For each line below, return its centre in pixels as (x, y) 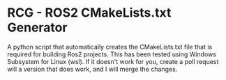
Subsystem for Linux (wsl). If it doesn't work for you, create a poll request (113, 61)
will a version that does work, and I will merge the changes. (92, 69)
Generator (37, 27)
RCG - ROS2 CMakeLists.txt (89, 13)
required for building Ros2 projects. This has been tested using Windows (112, 54)
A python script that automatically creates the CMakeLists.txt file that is (110, 47)
